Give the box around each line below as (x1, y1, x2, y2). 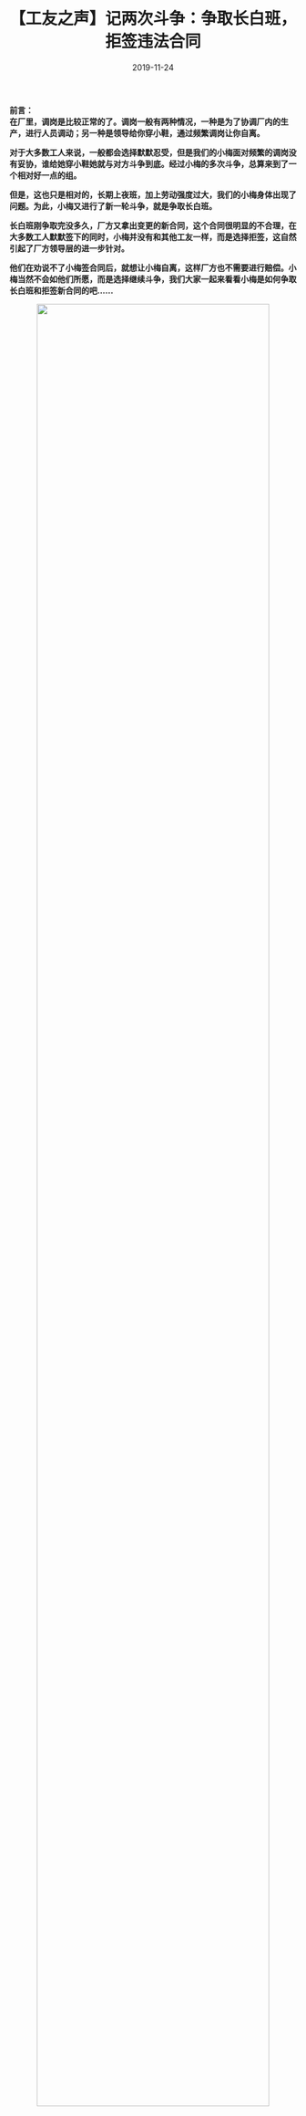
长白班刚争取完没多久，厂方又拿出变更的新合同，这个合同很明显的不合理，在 (9, 220, 297, 231)
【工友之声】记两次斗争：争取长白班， (9, 8, 298, 29)
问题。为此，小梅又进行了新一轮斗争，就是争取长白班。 (9, 200, 217, 211)
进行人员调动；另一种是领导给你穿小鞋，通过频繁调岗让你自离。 (25, 127, 265, 138)
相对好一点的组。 (16, 170, 82, 181)
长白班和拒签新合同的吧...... (9, 285, 114, 296)
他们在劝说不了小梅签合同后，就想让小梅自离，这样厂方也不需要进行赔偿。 (9, 262, 289, 273)
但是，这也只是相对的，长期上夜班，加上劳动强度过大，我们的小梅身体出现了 (9, 189, 297, 200)
